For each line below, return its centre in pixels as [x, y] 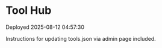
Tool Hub [29, 10]
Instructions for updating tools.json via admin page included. [81, 38]
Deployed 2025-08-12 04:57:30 [45, 27]
